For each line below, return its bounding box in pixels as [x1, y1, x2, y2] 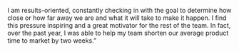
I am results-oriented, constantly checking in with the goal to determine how [7, 6, 232, 14]
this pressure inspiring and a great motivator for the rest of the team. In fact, [7, 21, 231, 29]
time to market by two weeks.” [7, 36, 97, 45]
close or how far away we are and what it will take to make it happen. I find [7, 14, 227, 22]
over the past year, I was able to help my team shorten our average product [7, 28, 229, 37]
